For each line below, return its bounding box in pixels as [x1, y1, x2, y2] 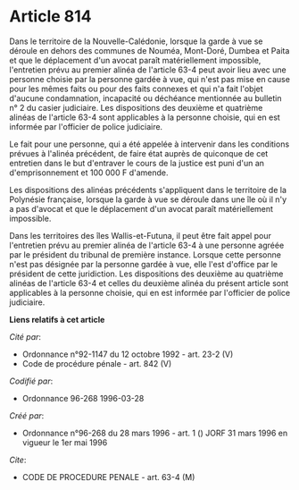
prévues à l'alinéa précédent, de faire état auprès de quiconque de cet [9, 148, 269, 158]
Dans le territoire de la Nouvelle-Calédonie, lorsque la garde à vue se [9, 36, 263, 46]
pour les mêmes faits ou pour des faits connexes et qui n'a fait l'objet [9, 83, 263, 94]
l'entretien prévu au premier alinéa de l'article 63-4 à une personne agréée [9, 240, 285, 250]
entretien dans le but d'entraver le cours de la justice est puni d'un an [9, 157, 265, 168]
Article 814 [9, 6, 92, 27]
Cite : [9, 454, 27, 465]
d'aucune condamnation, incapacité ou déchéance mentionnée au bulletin [9, 92, 282, 104]
